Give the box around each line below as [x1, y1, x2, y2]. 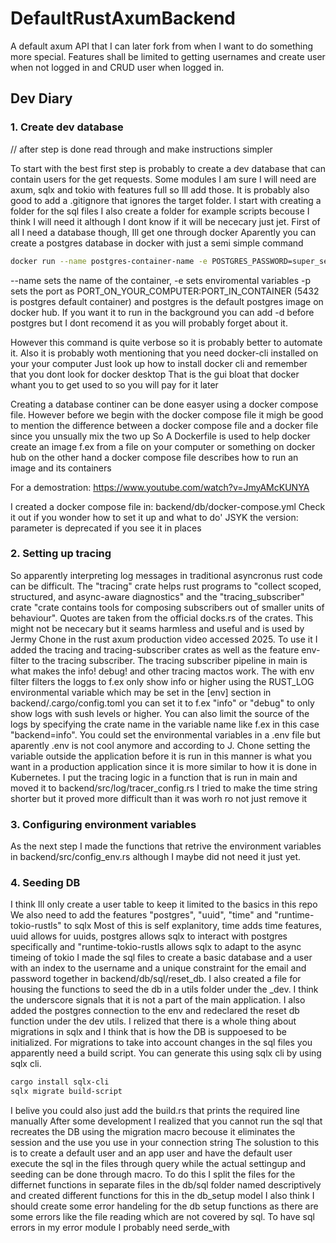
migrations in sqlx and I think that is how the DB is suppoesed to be [10, 1026, 287, 1038]
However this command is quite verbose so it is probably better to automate [10, 336, 323, 348]
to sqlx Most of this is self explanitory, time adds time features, [63, 920, 322, 932]
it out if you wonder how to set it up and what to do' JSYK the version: [10, 511, 299, 523]
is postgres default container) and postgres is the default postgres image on [10, 295, 324, 307]
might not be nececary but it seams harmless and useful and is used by [10, 622, 305, 634]
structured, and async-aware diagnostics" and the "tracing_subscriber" [10, 590, 305, 602]
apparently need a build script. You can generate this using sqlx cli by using [10, 1047, 322, 1059]
